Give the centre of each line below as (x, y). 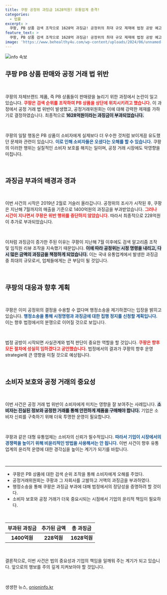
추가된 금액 (54, 528)
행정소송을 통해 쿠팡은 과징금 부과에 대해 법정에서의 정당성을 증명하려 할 (82, 486)
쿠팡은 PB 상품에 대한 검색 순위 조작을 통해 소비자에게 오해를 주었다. (78, 474)
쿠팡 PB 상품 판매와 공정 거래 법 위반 (57, 74)
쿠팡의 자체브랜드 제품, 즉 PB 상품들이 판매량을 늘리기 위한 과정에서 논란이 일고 (82, 96)
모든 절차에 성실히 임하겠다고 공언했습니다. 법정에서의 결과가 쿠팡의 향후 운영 (79, 349)
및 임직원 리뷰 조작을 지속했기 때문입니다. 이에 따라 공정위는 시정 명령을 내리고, (81, 248)
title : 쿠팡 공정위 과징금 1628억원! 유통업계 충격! (52, 10)
